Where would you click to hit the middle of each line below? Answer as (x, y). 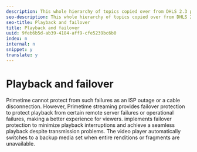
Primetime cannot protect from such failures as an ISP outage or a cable (93, 100)
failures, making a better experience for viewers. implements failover (89, 119)
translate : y (22, 55)
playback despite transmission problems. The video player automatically (94, 131)
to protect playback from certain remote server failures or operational (90, 112)
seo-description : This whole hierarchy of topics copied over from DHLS (97, 17)
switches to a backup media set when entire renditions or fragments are (93, 137)
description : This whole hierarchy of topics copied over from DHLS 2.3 (97, 11)
